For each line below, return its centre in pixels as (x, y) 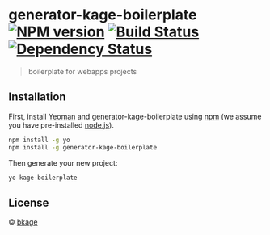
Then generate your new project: (63, 162)
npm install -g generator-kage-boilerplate (83, 147)
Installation (37, 97)
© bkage (23, 222)
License (29, 202)
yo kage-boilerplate (43, 178)
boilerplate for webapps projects (82, 71)
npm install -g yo (39, 140)
